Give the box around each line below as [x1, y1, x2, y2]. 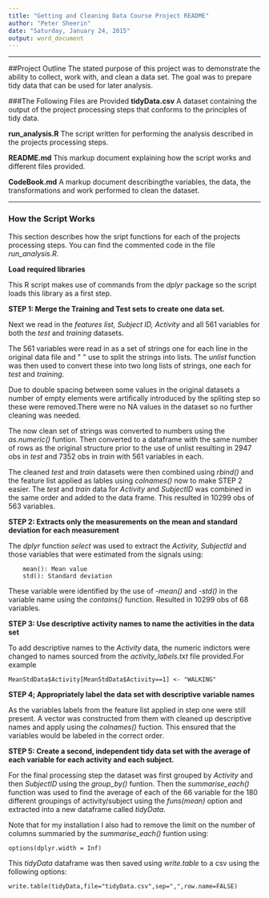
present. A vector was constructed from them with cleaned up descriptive [8, 713, 252, 723]
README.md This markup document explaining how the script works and [8, 153, 251, 163]
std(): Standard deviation [22, 572, 113, 580]
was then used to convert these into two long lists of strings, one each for [8, 361, 252, 370]
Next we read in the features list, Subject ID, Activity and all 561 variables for [8, 319, 260, 329]
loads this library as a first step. [8, 288, 112, 298]
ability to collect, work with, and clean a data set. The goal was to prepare [8, 72, 252, 82]
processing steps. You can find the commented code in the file [8, 240, 215, 250]
